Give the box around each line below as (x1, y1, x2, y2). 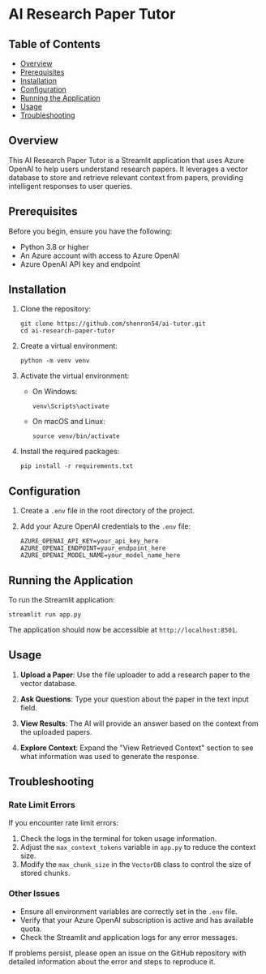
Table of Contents (8, 37, 101, 51)
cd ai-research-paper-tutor (19, 327, 115, 335)
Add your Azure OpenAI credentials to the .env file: (19, 521, 191, 531)
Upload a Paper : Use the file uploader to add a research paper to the (19, 670, 251, 680)
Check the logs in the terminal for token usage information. (19, 833, 217, 843)
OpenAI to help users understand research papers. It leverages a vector (8, 164, 249, 174)
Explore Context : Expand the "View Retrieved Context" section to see (19, 743, 254, 753)
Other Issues (8, 888, 61, 899)
